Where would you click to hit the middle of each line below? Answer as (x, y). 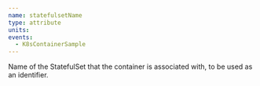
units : (19, 30)
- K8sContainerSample (51, 45)
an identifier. (28, 75)
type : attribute (35, 23)
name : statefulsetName (45, 15)
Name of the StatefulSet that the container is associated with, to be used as (130, 66)
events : (21, 37)
